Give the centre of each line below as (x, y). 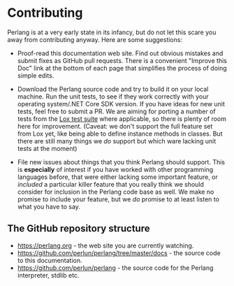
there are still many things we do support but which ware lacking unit (117, 141)
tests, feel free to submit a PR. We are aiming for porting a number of (117, 111)
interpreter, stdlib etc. (48, 275)
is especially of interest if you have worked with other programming (115, 169)
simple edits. (36, 76)
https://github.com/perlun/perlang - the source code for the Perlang (115, 268)
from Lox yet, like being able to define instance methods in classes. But (120, 134)
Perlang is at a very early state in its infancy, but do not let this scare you (112, 32)
